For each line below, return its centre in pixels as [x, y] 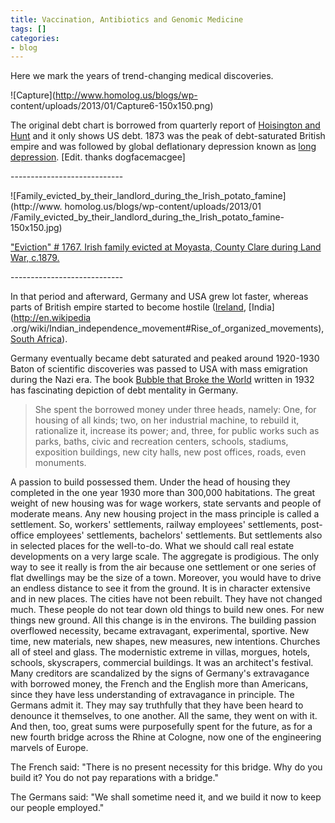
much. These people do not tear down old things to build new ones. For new [167, 610]
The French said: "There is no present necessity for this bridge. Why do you [166, 767]
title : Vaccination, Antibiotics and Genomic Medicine [127, 19]
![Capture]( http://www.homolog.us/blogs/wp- [104, 95]
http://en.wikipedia [52, 318]
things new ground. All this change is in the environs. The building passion [163, 620]
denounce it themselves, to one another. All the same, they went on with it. [164, 716]
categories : [35, 38]
